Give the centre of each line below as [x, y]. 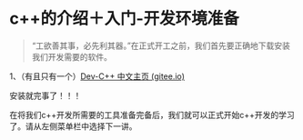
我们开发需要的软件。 [71, 56]
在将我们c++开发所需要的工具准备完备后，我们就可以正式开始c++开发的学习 [152, 115]
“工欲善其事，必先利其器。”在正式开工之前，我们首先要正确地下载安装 [161, 45]
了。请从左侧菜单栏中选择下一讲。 [73, 126]
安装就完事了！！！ [45, 95]
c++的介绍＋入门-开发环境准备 [124, 19]
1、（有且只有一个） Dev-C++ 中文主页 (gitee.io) [97, 76]
